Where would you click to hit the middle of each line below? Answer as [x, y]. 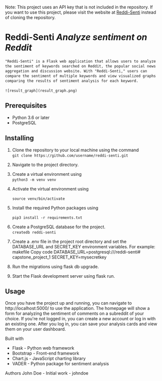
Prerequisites [26, 106]
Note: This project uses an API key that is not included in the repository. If [79, 7]
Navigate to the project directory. [45, 165]
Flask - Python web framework [43, 348]
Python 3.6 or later [31, 118]
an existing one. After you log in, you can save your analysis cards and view [81, 324]
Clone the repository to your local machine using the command [75, 150]
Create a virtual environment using [47, 174]
